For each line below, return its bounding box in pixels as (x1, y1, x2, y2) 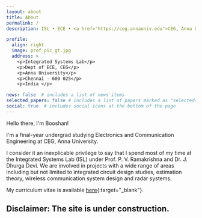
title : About (6, 14, 39, 20)
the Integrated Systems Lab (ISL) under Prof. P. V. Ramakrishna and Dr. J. (6, 156, 188, 163)
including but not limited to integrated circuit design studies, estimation (6, 168, 182, 175)
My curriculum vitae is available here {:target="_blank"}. (6, 186, 144, 193)
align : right (11, 42, 44, 48)
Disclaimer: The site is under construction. (6, 204, 170, 214)
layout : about (6, 8, 42, 15)
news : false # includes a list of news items (6, 92, 125, 98)
